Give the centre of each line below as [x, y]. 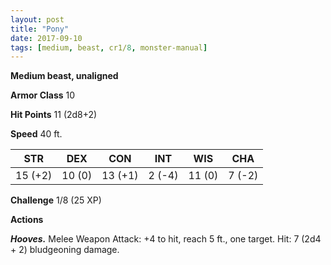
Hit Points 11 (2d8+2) [54, 115]
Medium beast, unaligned [64, 76]
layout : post [37, 19]
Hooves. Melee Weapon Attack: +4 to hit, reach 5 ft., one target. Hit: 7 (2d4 [166, 239]
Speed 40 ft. [36, 134]
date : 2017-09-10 [46, 38]
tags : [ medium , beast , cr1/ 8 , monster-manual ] [109, 47]
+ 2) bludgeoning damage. [65, 250]
